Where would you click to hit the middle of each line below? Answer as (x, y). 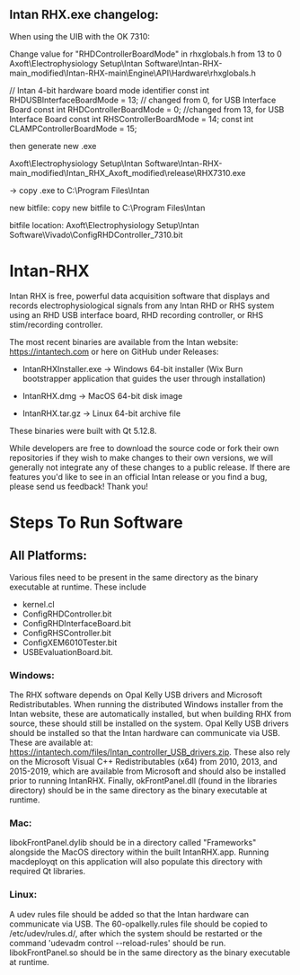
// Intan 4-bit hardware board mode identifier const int (109, 90)
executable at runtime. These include (78, 587)
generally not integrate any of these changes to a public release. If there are (150, 467)
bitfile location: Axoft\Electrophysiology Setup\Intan (104, 225)
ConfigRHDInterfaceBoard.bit (77, 623)
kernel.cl (39, 604)
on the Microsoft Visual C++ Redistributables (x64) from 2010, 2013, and (144, 762)
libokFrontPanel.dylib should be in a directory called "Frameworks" (133, 843)
